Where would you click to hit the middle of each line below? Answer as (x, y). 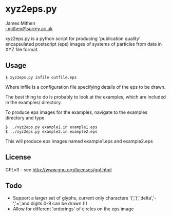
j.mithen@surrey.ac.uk (29, 28)
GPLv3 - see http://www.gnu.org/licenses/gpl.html (59, 169)
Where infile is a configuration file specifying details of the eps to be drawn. (85, 87)
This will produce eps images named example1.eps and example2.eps (79, 141)
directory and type (25, 117)
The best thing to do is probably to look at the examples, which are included (85, 97)
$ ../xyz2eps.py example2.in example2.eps (51, 131)
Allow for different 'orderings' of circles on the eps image (73, 209)
